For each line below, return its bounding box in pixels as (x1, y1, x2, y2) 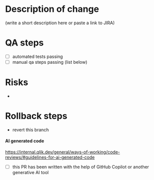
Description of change (5, 3, 99, 15)
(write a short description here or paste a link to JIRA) (5, 20, 115, 26)
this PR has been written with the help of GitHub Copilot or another (12, 164, 149, 170)
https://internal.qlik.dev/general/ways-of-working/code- (5, 149, 120, 155)
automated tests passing (12, 53, 63, 59)
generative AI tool (12, 170, 49, 176)
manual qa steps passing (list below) (12, 59, 88, 65)
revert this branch (12, 127, 49, 133)
